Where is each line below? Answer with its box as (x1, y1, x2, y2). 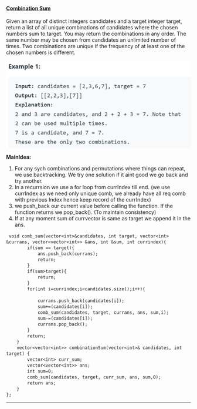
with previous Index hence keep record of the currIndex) (14, 196, 151, 203)
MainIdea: (6, 153, 31, 161)
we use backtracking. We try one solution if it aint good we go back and (14, 171, 189, 179)
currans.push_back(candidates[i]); (37, 298, 125, 304)
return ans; (27, 380, 57, 386)
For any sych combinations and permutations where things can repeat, (14, 165, 186, 172)
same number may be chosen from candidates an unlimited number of (6, 36, 176, 43)
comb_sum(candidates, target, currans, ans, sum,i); (37, 310, 169, 316)
